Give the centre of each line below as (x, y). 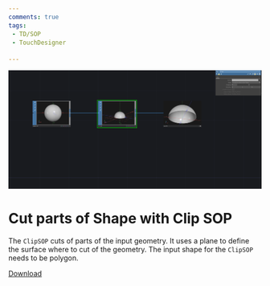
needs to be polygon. (43, 258)
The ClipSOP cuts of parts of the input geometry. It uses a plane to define (129, 240)
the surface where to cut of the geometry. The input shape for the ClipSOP (131, 249)
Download (25, 273)
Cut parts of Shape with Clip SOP (121, 219)
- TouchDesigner (39, 43)
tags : (17, 25)
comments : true (34, 17)
